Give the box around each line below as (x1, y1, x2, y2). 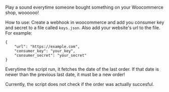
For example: (5, 30, 33, 36)
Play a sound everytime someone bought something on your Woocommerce (5, 5, 164, 10)
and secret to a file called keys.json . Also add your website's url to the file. (5, 25, 160, 31)
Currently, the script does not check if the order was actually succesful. (5, 81, 154, 87)
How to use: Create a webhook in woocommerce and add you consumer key (5, 20, 164, 25)
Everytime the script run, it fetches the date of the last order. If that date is (5, 66, 159, 72)
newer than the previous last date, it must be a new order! (5, 71, 125, 77)
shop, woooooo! (5, 10, 39, 16)
